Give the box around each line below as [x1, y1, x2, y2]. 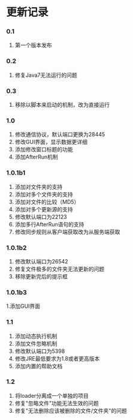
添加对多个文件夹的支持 [14, 190, 73, 198]
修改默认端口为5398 [14, 347, 65, 355]
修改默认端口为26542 [14, 257, 68, 265]
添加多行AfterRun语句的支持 [14, 220, 84, 228]
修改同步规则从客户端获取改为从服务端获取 [14, 228, 120, 235]
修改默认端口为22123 [14, 213, 67, 220]
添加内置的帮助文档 [14, 362, 63, 370]
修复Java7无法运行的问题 [14, 71, 78, 79]
